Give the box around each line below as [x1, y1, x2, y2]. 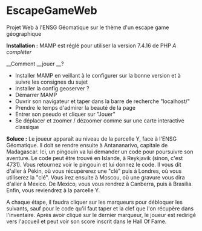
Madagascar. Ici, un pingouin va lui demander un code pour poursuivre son [6, 148, 194, 155]
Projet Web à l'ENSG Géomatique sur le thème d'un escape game [6, 24, 169, 31]
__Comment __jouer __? [6, 60, 64, 67]
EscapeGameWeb [6, 4, 98, 18]
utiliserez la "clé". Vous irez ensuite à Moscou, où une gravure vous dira [6, 173, 186, 181]
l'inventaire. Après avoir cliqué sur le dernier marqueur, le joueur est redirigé [6, 211, 197, 218]
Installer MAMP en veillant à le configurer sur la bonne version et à [15, 72, 181, 79]
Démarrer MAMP [15, 91, 57, 98]
